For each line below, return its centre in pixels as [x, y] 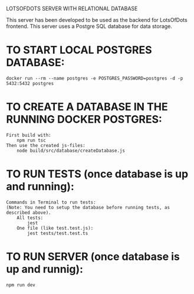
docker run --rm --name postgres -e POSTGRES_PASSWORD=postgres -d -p [95, 78]
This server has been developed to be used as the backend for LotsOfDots [97, 20]
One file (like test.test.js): [55, 228]
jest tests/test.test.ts [58, 233]
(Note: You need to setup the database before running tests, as [88, 207]
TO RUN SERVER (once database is [93, 257]
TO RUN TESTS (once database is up [97, 174]
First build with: [29, 135]
